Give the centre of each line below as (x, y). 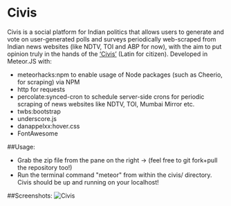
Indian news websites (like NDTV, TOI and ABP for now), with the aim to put (114, 46)
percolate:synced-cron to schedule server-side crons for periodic (111, 96)
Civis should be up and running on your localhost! (88, 182)
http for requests (41, 89)
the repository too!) (45, 167)
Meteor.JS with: (29, 61)
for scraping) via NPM (48, 82)
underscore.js (37, 118)
